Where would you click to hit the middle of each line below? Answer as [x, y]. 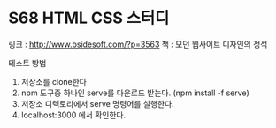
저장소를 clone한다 [54, 81]
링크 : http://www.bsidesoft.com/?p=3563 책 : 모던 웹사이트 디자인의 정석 [138, 44]
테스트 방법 [27, 63]
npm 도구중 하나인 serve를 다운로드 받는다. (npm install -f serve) [135, 93]
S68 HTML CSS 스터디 [89, 18]
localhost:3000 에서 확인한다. [73, 115]
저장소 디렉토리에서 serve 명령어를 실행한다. [97, 103]
